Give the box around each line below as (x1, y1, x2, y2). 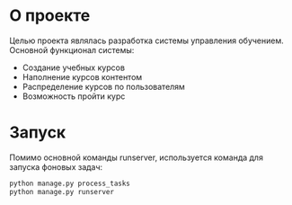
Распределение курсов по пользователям (22, 81, 186, 92)
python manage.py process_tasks (9, 179, 130, 188)
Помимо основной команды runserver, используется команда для (9, 152, 263, 163)
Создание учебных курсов (22, 62, 126, 73)
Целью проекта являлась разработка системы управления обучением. (9, 35, 285, 46)
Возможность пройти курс (22, 91, 126, 102)
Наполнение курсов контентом (22, 71, 143, 82)
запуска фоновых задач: (9, 161, 103, 172)
